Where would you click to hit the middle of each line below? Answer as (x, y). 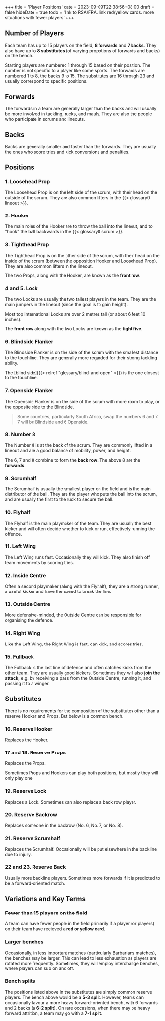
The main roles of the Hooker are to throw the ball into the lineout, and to (79, 226)
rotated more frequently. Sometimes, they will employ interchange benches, (82, 963)
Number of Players (34, 33)
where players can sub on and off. (40, 968)
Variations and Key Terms (46, 899)
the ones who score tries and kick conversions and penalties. (67, 152)
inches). (13, 320)
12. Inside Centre (26, 575)
